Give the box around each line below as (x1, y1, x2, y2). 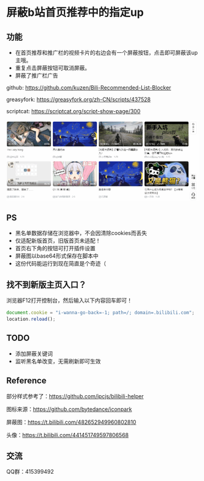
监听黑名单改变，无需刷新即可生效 (15, 357, 101, 365)
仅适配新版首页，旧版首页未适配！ (15, 237, 101, 244)
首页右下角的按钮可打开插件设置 (15, 245, 96, 252)
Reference (6, 376, 47, 386)
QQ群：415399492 (6, 468, 54, 476)
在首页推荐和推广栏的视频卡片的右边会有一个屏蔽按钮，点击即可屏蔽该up (15, 49, 198, 56)
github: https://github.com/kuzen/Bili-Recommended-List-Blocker (6, 84, 172, 91)
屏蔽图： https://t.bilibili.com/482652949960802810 (6, 418, 136, 426)
